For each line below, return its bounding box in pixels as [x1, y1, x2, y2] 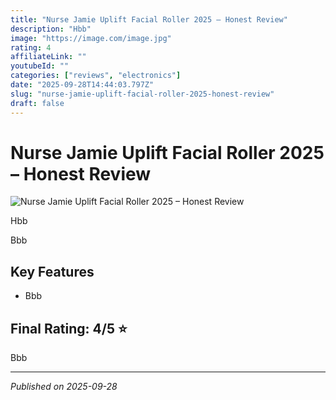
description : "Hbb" [10, 24, 92, 34]
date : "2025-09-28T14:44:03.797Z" [10, 80, 155, 90]
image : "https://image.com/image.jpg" [10, 33, 172, 43]
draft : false [10, 98, 65, 108]
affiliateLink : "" [10, 52, 87, 62]
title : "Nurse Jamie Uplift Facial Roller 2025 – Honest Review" [10, 14, 288, 25]
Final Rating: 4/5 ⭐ [10, 320, 128, 337]
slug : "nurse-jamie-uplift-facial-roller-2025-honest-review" [10, 89, 275, 99]
